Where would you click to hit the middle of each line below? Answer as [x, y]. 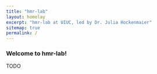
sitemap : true [23, 28]
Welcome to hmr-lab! [36, 54]
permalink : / [22, 33]
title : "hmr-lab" [27, 11]
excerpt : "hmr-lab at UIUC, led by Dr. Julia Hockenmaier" [79, 22]
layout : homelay [26, 17]
